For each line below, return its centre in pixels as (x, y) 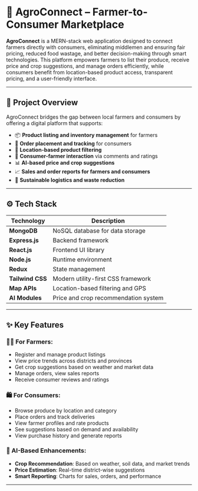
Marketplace (93, 24)
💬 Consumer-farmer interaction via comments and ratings (86, 156)
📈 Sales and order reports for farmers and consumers (82, 171)
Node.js (20, 259)
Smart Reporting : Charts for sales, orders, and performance (88, 476)
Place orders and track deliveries (55, 417)
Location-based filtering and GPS (99, 288)
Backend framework (81, 240)
